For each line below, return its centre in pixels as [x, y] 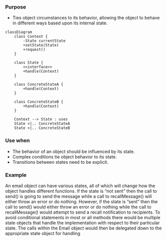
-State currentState [44, 41]
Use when [17, 140]
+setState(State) [41, 45]
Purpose [16, 7]
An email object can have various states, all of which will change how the [80, 186]
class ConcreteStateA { [39, 85]
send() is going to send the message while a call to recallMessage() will [79, 196]
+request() [34, 50]
